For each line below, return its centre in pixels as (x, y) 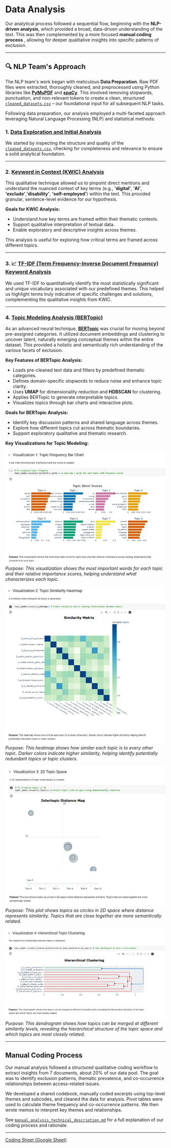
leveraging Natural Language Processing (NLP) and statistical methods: (80, 119)
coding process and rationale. (36, 1126)
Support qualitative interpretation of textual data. (64, 225)
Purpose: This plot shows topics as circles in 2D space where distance (80, 910)
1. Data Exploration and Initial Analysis (53, 132)
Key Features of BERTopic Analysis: (44, 360)
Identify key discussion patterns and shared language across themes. (85, 422)
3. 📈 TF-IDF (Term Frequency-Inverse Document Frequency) (82, 264)
